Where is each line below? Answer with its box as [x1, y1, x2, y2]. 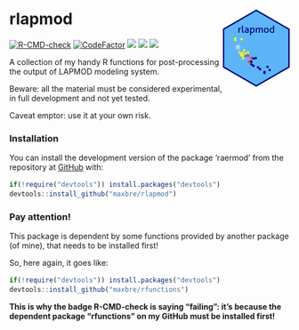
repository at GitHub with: [9, 162, 104, 173]
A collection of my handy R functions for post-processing [9, 56, 220, 67]
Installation [9, 132, 60, 144]
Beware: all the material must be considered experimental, [9, 83, 222, 93]
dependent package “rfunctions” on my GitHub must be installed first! [9, 311, 276, 322]
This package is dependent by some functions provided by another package [9, 231, 289, 242]
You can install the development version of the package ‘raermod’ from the [9, 152, 285, 164]
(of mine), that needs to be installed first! [9, 240, 158, 251]
